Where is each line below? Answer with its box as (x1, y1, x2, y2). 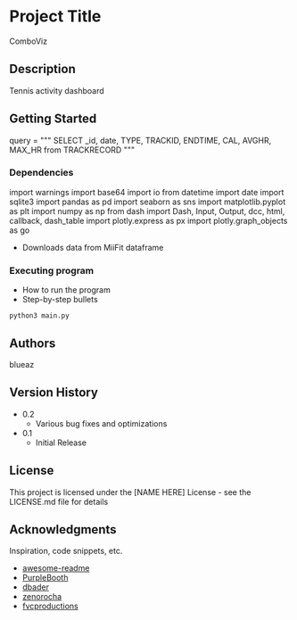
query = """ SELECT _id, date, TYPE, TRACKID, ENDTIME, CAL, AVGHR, (9, 135, 272, 145)
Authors (9, 335, 56, 351)
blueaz (9, 359, 35, 369)
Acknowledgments (9, 522, 118, 537)
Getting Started (9, 112, 97, 127)
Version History (9, 385, 98, 401)
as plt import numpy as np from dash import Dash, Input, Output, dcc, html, (9, 205, 285, 216)
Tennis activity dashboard (9, 85, 104, 95)
